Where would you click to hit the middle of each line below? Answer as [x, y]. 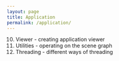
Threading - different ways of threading [64, 52]
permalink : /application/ [39, 23]
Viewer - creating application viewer [60, 40]
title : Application [31, 17]
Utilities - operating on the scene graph [64, 46]
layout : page [23, 12]
